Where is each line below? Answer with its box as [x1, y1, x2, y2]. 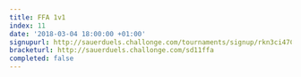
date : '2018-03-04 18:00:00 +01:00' [9, 29, 146, 38]
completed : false [9, 54, 74, 63]
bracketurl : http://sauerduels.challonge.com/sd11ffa [9, 46, 215, 55]
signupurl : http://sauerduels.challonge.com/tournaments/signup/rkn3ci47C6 [9, 37, 298, 47]
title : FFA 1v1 [9, 12, 66, 22]
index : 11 [9, 21, 47, 30]
